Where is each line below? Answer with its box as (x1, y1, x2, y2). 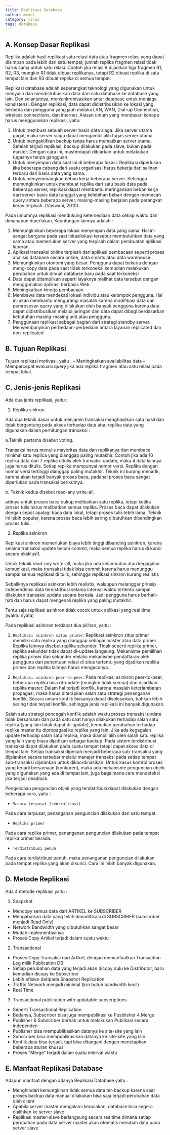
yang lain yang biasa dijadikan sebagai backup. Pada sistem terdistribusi (5, 737, 156, 743)
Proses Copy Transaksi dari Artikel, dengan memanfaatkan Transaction (12, 954, 161, 960)
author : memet (5, 12, 35, 17)
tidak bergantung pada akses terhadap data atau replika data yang (5, 421, 144, 428)
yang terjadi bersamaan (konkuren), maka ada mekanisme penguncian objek (5, 764, 165, 770)
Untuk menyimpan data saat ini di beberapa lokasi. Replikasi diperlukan (12, 160, 161, 166)
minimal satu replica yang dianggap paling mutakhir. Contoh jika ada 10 (5, 452, 153, 458)
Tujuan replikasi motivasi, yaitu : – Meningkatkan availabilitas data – (5, 358, 146, 364)
